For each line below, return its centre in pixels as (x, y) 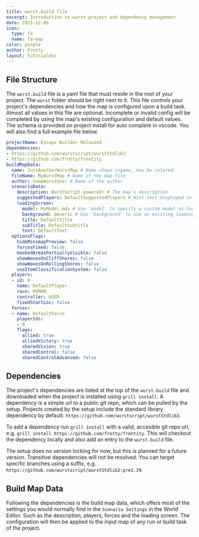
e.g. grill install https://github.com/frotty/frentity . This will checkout (99, 433)
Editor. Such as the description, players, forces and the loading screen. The (98, 516)
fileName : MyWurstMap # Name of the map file (69, 175)
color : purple (24, 45)
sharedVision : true (46, 346)
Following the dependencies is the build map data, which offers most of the (98, 503)
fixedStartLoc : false (43, 302)
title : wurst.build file (37, 12)
